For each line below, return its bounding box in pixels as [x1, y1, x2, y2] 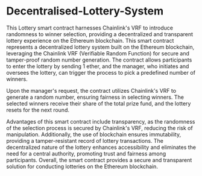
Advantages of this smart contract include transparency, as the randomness [6, 118, 195, 125]
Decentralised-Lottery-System [6, 4, 164, 18]
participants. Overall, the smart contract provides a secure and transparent [6, 156, 192, 163]
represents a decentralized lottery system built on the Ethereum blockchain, [6, 43, 195, 51]
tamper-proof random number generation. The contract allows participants [6, 56, 192, 63]
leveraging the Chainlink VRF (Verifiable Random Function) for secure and [6, 49, 190, 57]
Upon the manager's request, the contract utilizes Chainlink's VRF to [6, 87, 177, 94]
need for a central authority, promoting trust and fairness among [6, 149, 166, 157]
